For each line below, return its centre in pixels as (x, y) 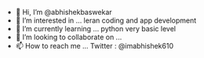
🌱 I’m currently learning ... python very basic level (96, 29)
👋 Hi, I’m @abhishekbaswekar (64, 12)
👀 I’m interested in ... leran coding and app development (106, 20)
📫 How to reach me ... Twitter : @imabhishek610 (95, 46)
